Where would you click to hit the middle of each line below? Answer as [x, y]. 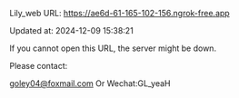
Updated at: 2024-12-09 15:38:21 [71, 30]
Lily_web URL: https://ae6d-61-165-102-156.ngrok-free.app [119, 13]
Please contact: [39, 66]
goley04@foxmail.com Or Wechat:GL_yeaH [90, 83]
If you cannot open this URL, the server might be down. [113, 48]
